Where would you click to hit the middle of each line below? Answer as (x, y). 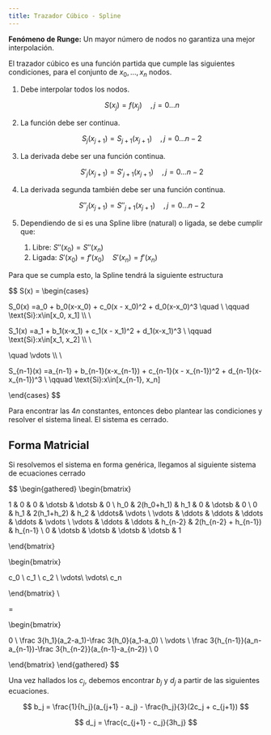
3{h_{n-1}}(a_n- (236, 640)
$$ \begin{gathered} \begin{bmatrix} (70, 489)
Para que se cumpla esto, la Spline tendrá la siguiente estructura (116, 276)
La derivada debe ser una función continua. (93, 156)
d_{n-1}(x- (245, 371)
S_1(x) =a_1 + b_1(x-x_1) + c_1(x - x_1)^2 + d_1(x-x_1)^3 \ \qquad (110, 331)
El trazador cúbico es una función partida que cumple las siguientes (122, 63)
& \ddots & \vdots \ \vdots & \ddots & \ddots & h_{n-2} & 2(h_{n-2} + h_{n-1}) (135, 522)
